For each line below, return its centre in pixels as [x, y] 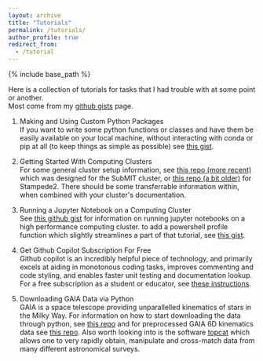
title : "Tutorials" [40, 23]
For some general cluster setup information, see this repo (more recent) [135, 170]
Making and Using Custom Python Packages [91, 121]
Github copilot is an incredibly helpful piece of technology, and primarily [136, 259]
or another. [26, 98]
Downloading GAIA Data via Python [77, 299]
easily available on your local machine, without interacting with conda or [136, 138]
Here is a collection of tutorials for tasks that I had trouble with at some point [132, 89]
